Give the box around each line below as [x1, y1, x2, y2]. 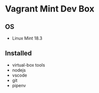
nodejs [12, 67, 26, 73]
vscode [12, 72, 28, 78]
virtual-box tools [12, 62, 45, 68]
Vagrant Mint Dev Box [5, 3, 95, 14]
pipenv [12, 82, 26, 88]
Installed [5, 49, 32, 57]
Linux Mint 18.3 [12, 35, 43, 41]
